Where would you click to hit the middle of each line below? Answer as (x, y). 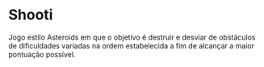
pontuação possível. (42, 54)
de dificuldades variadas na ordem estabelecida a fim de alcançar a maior (131, 45)
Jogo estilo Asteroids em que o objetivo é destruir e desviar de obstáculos (132, 37)
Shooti (31, 15)
